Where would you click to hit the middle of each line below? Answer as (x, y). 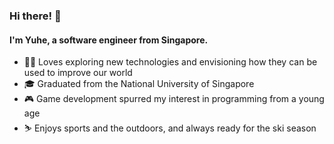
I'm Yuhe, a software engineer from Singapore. (109, 40)
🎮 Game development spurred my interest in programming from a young (174, 99)
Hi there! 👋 (35, 16)
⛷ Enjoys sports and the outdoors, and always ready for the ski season (170, 128)
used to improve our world (78, 73)
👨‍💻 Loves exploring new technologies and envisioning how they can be (170, 62)
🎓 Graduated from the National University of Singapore (139, 84)
